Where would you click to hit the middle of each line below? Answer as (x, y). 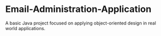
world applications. (25, 28)
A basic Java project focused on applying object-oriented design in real (81, 23)
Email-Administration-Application (78, 9)
